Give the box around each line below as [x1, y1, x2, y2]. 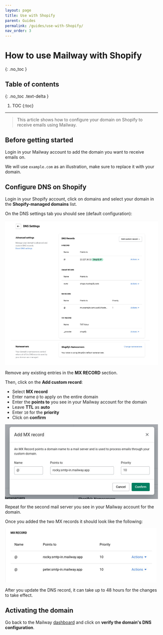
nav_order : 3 [5, 28, 32, 34]
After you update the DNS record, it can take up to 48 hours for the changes [5, 587, 157, 593]
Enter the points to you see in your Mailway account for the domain [12, 399, 147, 405]
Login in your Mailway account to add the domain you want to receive [5, 149, 145, 155]
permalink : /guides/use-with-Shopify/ [5, 23, 83, 28]
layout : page [5, 8, 32, 13]
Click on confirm [12, 415, 46, 420]
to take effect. [5, 592, 33, 598]
